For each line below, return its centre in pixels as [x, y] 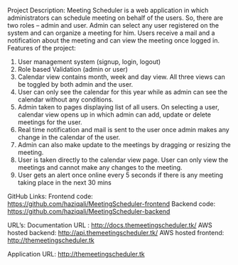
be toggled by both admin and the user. [75, 84]
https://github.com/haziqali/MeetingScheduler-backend [89, 211]
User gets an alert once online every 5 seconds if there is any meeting [120, 175]
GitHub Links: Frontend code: [50, 196]
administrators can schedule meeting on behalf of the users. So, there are [115, 18]
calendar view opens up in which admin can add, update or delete [114, 114]
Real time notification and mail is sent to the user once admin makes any [123, 130]
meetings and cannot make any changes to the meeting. [100, 167]
